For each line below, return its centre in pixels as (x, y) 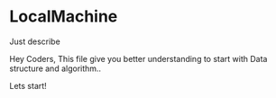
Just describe (35, 41)
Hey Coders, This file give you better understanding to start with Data (138, 58)
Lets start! (28, 85)
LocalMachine (64, 17)
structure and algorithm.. (55, 68)
